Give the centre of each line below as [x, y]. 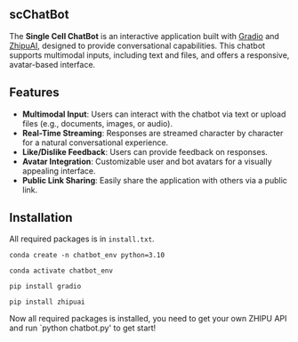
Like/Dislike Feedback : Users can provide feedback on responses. [145, 151]
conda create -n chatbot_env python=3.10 [87, 256]
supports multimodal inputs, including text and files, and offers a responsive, [149, 55]
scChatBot [39, 15]
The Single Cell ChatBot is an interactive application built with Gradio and [145, 36]
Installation [41, 218]
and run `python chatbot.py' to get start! [83, 328]
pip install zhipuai [48, 302]
